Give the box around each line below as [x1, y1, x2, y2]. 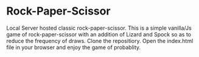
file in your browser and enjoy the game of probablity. [6, 44, 141, 51]
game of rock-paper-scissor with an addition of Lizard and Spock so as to [6, 30, 192, 38]
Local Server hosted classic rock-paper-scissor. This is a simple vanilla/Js [6, 24, 192, 32]
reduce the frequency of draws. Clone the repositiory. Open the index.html [6, 37, 194, 44]
